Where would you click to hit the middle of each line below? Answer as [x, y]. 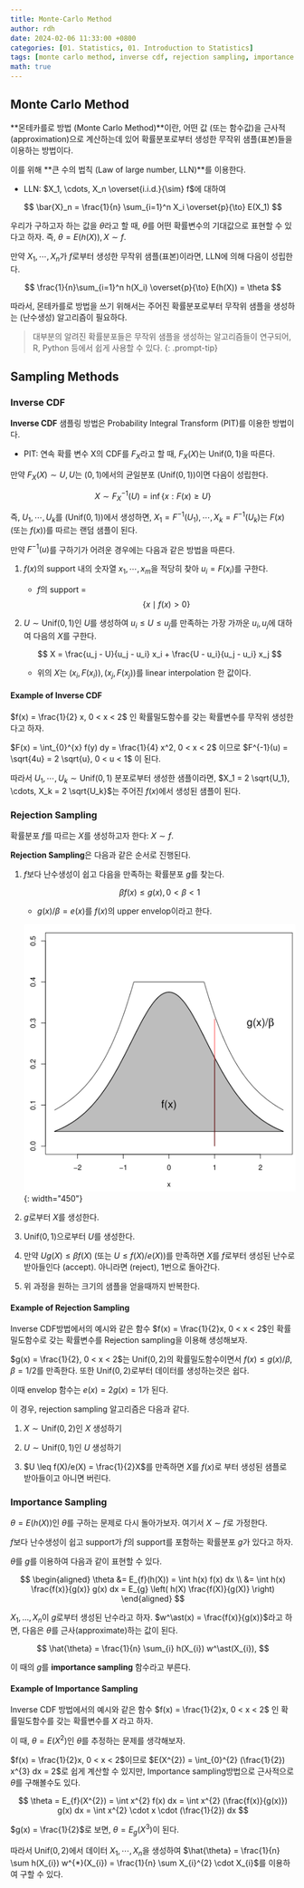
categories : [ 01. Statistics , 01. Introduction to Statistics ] [132, 48]
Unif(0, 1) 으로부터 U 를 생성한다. [79, 1236]
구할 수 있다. [42, 1874]
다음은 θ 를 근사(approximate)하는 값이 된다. [100, 1631]
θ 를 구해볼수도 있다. [45, 1783]
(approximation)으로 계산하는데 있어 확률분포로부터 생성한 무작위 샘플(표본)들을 [152, 139]
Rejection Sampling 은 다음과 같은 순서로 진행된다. [100, 855]
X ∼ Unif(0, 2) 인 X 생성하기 [73, 1428]
